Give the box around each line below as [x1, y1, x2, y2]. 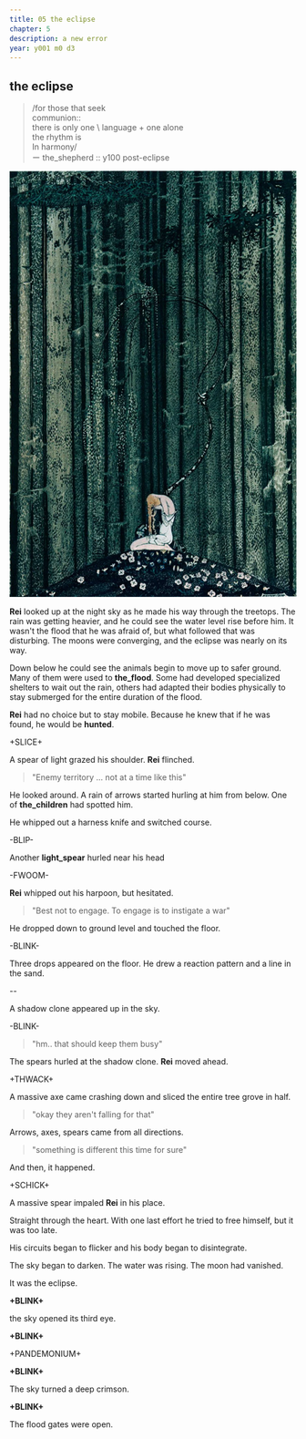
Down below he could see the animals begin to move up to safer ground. [9, 663, 282, 673]
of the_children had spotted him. [9, 799, 134, 810]
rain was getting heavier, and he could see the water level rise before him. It [9, 616, 294, 627]
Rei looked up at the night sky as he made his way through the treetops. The [9, 606, 296, 617]
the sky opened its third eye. [9, 1313, 117, 1324]
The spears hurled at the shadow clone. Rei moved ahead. [9, 1056, 229, 1067]
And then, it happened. [9, 1162, 96, 1173]
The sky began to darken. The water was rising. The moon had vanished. [9, 1260, 284, 1271]
